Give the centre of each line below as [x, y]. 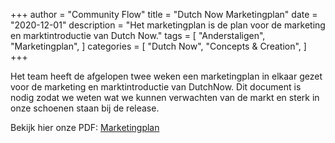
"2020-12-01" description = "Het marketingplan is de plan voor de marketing [168, 25]
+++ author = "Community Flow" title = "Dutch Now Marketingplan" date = [164, 14]
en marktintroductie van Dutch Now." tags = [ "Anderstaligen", [138, 35]
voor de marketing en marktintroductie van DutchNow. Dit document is [156, 87]
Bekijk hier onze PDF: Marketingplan [85, 127]
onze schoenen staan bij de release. [85, 108]
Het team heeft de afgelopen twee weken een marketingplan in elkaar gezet [166, 76]
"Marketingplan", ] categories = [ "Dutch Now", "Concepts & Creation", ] [158, 46]
